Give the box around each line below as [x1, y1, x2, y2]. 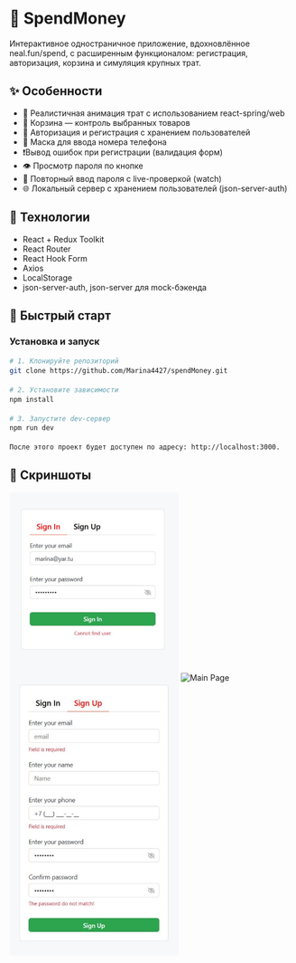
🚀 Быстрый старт [9, 308, 111, 323]
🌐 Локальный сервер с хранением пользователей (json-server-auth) [22, 183, 288, 194]
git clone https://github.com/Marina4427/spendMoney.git [9, 367, 228, 376]
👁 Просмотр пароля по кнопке [22, 160, 143, 171]
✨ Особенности [9, 83, 103, 99]
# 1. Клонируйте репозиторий [9, 357, 119, 366]
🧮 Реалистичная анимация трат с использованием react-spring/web [22, 108, 286, 119]
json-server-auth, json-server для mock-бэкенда [22, 281, 208, 292]
